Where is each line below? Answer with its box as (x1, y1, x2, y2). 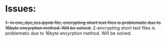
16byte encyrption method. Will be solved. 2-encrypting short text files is (5, 24, 155, 30)
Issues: (5, 3, 36, 14)
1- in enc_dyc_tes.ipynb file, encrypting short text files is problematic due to (5, 19, 161, 25)
